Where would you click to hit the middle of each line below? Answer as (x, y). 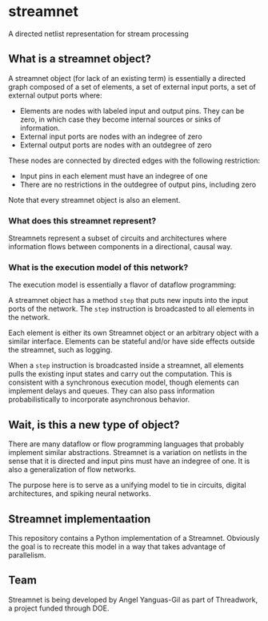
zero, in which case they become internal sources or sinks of (120, 119)
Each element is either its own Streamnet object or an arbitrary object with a (134, 333)
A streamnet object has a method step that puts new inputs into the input (128, 300)
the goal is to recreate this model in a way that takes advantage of (117, 546)
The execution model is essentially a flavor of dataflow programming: (122, 285)
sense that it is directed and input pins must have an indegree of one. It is (129, 461)
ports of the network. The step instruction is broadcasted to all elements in (131, 309)
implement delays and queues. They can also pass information (111, 391)
